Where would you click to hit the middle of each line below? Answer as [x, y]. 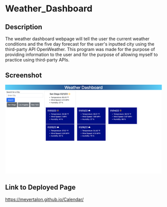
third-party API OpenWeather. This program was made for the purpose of [80, 49]
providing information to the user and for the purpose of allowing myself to [82, 54]
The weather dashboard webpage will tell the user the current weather [78, 39]
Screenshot [24, 76]
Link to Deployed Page [41, 187]
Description [24, 27]
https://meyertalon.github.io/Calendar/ [44, 199]
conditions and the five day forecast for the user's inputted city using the [80, 44]
